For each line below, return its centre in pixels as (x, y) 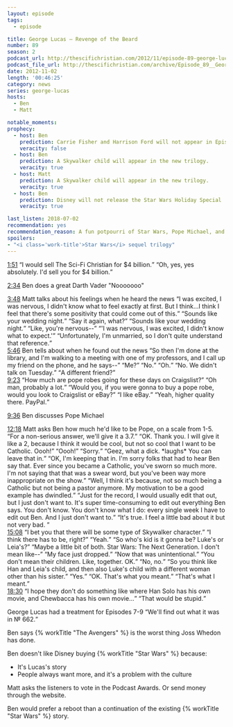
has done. (21, 640)
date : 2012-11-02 (32, 71)
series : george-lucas (38, 91)
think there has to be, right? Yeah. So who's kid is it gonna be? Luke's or (115, 539)
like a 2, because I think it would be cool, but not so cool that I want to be (112, 443)
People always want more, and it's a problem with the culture (104, 674)
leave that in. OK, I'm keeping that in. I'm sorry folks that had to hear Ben (114, 458)
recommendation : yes (37, 225)
